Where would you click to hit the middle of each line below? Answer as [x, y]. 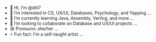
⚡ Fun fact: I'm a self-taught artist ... [46, 34]
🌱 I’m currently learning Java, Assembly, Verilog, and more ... [72, 18]
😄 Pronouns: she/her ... [34, 29]
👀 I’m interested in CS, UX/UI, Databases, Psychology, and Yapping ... [80, 13]
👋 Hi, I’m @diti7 [25, 8]
